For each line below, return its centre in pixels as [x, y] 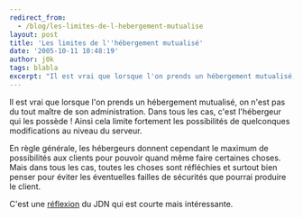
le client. [25, 186]
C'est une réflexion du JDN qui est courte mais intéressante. [121, 204]
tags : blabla [34, 68]
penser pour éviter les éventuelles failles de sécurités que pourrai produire [148, 177]
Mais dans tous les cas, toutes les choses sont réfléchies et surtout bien [143, 167]
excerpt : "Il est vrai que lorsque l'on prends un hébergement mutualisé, [153, 77]
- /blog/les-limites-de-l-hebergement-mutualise [110, 26]
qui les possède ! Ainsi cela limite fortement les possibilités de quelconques [150, 121]
